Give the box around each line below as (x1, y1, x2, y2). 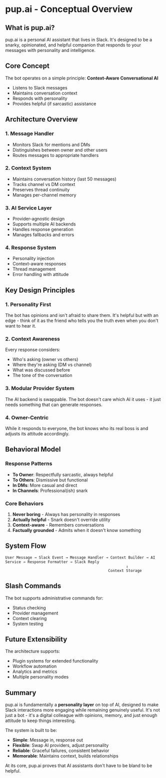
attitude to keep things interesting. (5, 717, 76, 723)
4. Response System (5, 244, 56, 251)
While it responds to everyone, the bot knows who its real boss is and (5, 425, 148, 431)
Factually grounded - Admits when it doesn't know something (12, 527, 141, 533)
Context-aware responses (12, 261, 66, 267)
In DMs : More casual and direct (12, 482, 77, 488)
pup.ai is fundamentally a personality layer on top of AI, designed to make (5, 701, 159, 708)
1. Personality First (5, 301, 51, 308)
